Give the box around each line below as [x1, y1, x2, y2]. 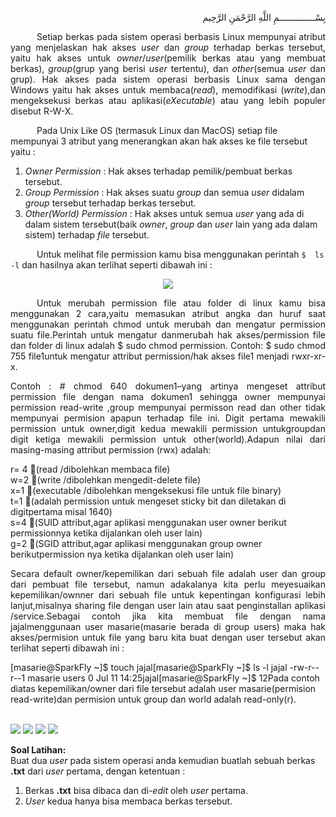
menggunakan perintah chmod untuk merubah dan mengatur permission [10, 318, 326, 330]
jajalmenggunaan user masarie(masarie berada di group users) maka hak [10, 621, 326, 632]
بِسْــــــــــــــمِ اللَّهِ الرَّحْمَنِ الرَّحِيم [202, 12, 326, 23]
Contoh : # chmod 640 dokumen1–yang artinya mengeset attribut [10, 380, 326, 392]
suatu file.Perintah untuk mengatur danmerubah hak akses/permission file [10, 329, 326, 341]
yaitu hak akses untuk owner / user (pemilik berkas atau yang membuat [10, 52, 326, 64]
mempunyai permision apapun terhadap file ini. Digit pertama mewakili [10, 412, 326, 424]
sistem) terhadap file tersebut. [24, 229, 150, 241]
